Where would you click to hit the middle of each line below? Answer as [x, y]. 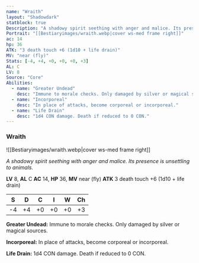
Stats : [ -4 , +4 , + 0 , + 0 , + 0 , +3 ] [47, 61]
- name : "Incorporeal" [39, 99]
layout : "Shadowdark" [33, 17]
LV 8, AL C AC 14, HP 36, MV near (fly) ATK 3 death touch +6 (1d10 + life [95, 178]
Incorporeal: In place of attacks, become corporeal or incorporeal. [87, 242]
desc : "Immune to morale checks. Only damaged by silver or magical [103, 94]
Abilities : [20, 83]
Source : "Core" [25, 77]
